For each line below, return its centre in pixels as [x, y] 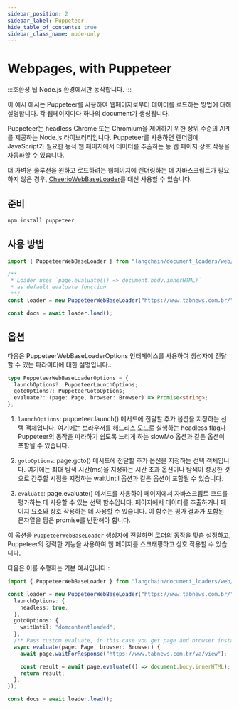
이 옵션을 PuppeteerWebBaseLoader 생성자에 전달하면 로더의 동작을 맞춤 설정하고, [119, 535]
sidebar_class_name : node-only [54, 34]
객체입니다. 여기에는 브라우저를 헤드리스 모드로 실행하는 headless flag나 [126, 428]
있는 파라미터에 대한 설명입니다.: [67, 364]
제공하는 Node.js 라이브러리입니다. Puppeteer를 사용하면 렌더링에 [107, 137]
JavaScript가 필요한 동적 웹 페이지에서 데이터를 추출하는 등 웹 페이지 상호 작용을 [118, 146]
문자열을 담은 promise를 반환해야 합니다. [74, 520]
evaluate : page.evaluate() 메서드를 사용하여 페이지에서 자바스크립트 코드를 [123, 493]
